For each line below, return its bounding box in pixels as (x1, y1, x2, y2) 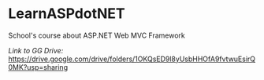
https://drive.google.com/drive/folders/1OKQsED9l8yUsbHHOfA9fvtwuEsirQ (8, 54, 256, 64)
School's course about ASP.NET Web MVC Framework (8, 31, 185, 40)
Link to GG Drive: (8, 45, 64, 55)
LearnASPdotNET (8, 5, 125, 23)
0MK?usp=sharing (8, 62, 69, 71)
